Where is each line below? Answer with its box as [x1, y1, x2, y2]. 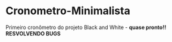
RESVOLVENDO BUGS [5, 30, 61, 37]
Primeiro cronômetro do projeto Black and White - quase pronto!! [5, 24, 167, 31]
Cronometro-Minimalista [5, 4, 130, 18]
